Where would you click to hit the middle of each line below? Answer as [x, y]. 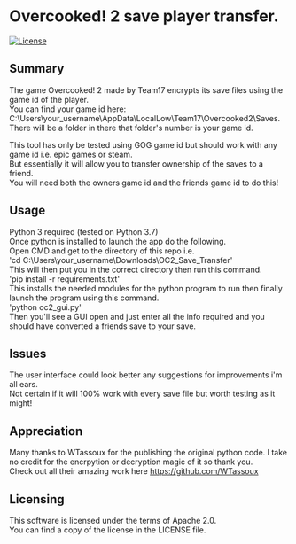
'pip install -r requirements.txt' [65, 279]
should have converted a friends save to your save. [103, 326]
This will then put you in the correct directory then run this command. [136, 269]
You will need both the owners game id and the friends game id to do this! [144, 183]
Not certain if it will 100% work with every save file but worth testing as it [142, 394]
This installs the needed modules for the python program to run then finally [146, 288]
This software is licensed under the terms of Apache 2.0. [113, 521]
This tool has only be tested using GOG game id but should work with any [143, 144]
